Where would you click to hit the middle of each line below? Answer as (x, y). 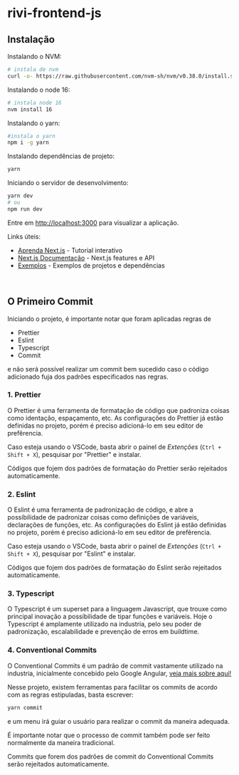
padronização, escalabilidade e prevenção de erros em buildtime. (103, 632)
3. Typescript (31, 594)
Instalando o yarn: (34, 123)
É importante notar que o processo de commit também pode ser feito (109, 735)
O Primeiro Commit (51, 301)
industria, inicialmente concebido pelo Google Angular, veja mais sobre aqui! (119, 673)
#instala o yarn (31, 136)
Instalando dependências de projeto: (61, 156)
